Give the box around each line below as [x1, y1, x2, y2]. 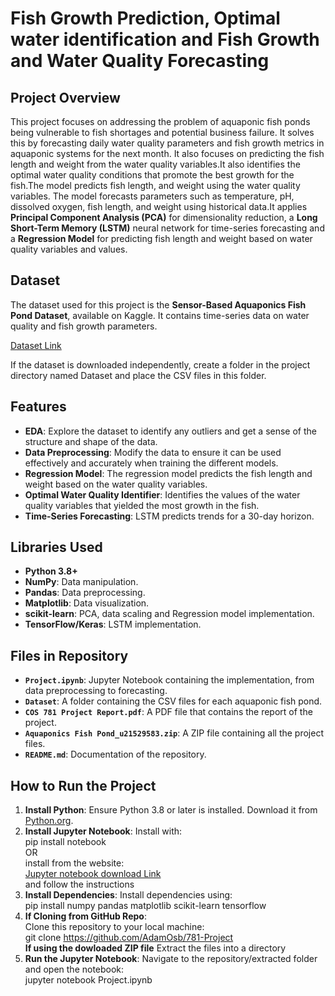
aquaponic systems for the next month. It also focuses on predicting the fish [10, 148, 325, 159]
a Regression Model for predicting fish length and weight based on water [10, 233, 313, 244]
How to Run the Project [10, 777, 157, 794]
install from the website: [24, 857, 125, 869]
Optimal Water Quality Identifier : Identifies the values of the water [24, 488, 301, 501]
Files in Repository [10, 647, 129, 664]
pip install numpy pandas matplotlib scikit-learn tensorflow [24, 900, 267, 912]
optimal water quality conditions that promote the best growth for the [10, 169, 295, 181]
